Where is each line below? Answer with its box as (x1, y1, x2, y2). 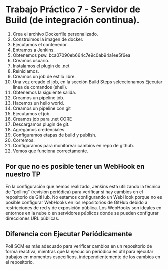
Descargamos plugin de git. (12, 121, 70, 127)
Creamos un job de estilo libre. (12, 73, 76, 79)
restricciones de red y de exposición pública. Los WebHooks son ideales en (5, 204, 162, 211)
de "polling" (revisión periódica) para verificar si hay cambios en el (5, 189, 143, 195)
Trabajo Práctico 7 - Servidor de (5, 4, 141, 15)
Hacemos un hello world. (12, 100, 64, 106)
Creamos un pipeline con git (12, 105, 71, 111)
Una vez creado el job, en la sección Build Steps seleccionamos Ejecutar (12, 79, 163, 85)
